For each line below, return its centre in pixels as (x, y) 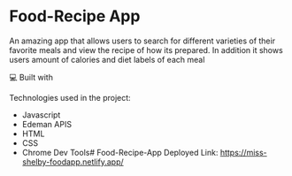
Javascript (41, 115)
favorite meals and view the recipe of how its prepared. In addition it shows (146, 50)
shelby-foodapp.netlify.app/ (73, 162)
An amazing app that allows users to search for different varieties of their (142, 41)
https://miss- (243, 152)
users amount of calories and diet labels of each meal (107, 59)
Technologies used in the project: (70, 97)
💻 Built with (31, 77)
